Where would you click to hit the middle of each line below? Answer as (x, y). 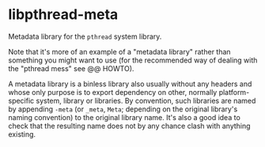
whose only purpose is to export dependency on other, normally (113, 92)
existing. (22, 134)
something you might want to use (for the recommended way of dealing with (133, 60)
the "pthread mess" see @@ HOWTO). (71, 68)
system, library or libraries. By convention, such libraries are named (146, 100)
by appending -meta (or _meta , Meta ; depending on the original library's (123, 109)
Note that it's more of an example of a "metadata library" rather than (119, 51)
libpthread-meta (63, 15)
